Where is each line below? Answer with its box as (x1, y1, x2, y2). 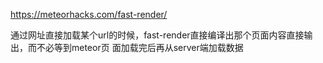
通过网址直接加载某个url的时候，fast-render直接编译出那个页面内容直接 (10, 29, 305, 41)
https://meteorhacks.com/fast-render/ (10, 9, 168, 20)
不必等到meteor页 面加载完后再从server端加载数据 (36, 42, 244, 53)
